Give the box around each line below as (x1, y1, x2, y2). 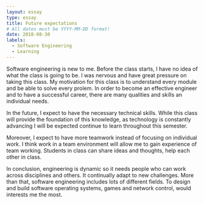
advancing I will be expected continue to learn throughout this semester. (6, 122, 188, 129)
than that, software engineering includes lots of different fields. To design (6, 177, 191, 185)
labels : (6, 37, 26, 43)
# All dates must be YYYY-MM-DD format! (6, 26, 111, 32)
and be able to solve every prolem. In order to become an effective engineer (6, 84, 198, 92)
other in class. (6, 153, 42, 160)
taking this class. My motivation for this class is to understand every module (6, 78, 197, 85)
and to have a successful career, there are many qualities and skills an (6, 91, 183, 98)
